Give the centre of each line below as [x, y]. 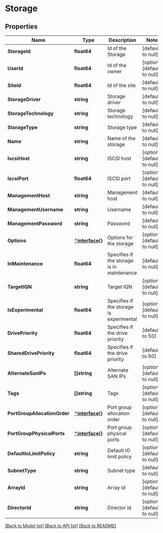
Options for [120, 238]
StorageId [19, 51]
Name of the [122, 138]
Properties [21, 27]
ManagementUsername [35, 210]
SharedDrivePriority [31, 353]
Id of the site [122, 85]
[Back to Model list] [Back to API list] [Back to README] [61, 526]
